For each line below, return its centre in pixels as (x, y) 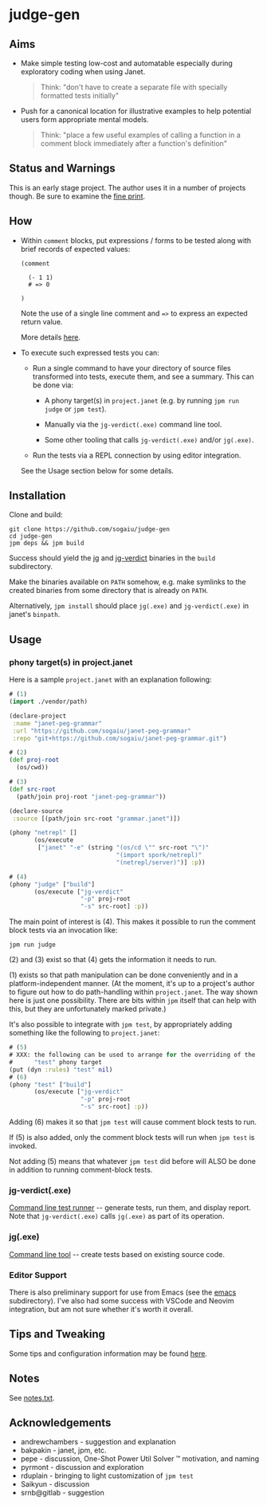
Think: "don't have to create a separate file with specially (134, 87)
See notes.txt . (32, 1397)
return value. (41, 321)
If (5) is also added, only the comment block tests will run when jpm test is (132, 1137)
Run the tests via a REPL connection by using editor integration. (137, 455)
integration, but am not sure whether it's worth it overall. (101, 1309)
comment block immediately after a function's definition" (134, 143)
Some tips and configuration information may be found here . (108, 1354)
